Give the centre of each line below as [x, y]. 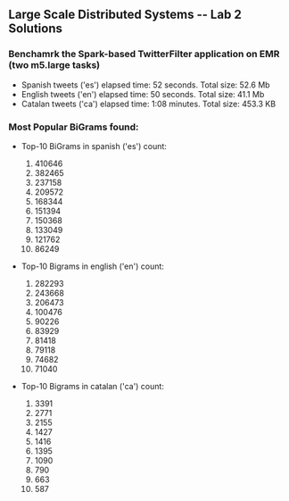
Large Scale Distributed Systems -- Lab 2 [125, 15]
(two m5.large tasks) [54, 65]
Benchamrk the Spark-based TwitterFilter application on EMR [144, 54]
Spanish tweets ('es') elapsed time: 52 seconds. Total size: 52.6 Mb [145, 85]
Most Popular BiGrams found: [74, 127]
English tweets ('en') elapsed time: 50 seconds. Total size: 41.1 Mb [143, 94]
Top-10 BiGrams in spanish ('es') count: [94, 146]
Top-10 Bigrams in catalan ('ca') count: [92, 386]
